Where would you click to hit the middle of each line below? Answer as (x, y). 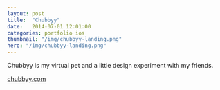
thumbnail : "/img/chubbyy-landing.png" (65, 39)
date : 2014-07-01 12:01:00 (49, 26)
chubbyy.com (27, 79)
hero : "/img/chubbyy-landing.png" (57, 46)
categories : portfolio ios (46, 33)
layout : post (26, 13)
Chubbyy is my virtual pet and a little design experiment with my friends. (110, 65)
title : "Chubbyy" (34, 20)
